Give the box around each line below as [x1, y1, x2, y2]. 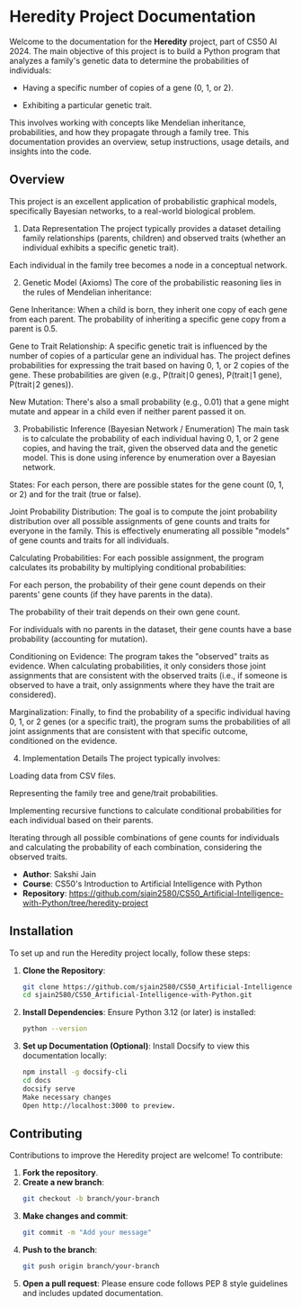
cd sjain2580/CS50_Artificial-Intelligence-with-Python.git [22, 991, 252, 1000]
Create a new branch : [22, 1177, 105, 1188]
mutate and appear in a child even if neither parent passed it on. [9, 405, 247, 416]
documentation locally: [22, 1050, 108, 1061]
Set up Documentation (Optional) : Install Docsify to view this [22, 1040, 250, 1051]
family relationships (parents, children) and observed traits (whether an [22, 232, 286, 243]
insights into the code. [9, 146, 92, 157]
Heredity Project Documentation [9, 6, 256, 27]
